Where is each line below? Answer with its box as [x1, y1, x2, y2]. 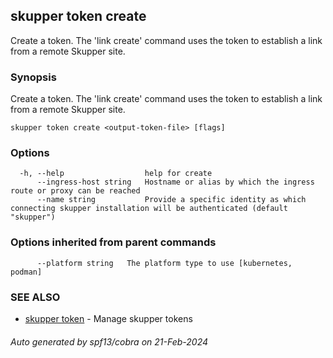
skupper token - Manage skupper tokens [24, 313, 193, 324]
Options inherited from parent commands [10, 235, 217, 249]
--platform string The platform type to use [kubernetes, [36, 258, 293, 268]
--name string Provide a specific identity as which [36, 195, 307, 205]
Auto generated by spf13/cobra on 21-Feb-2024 [10, 335, 209, 348]
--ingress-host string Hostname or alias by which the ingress [36, 177, 315, 188]
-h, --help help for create [19, 169, 213, 179]
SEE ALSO [10, 290, 61, 304]
